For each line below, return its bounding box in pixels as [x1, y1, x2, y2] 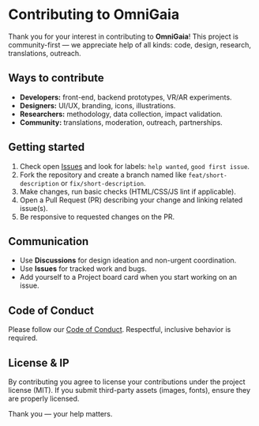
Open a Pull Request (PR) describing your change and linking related [19, 195, 243, 205]
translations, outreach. [8, 48, 81, 58]
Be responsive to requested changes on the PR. [19, 212, 175, 221]
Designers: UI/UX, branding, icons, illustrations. [19, 100, 176, 110]
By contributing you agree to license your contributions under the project [8, 377, 246, 386]
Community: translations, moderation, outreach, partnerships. [19, 117, 223, 127]
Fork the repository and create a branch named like [19, 170, 187, 179]
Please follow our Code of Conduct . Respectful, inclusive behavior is [8, 325, 231, 334]
